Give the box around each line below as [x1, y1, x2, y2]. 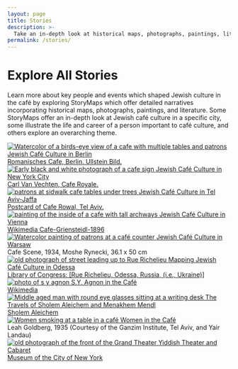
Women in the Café [120, 316, 176, 324]
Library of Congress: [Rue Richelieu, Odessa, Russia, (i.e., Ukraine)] [7, 270, 205, 279]
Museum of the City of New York [7, 353, 103, 362]
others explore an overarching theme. [7, 128, 118, 137]
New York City [7, 172, 50, 181]
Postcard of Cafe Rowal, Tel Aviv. [7, 203, 104, 211]
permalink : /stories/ [7, 37, 72, 44]
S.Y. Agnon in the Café [71, 278, 137, 287]
